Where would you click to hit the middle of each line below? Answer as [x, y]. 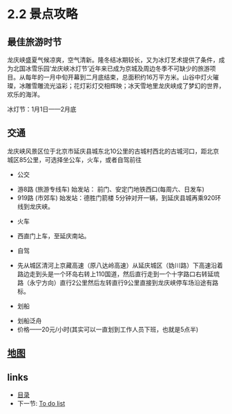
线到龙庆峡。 [35, 206]
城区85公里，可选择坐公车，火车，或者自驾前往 [74, 159]
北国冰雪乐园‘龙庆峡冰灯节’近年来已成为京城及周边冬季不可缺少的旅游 [112, 69]
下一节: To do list [41, 404]
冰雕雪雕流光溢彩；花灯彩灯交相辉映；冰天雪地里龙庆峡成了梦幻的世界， [122, 86]
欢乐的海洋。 [25, 94]
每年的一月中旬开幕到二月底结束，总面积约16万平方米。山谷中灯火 [119, 77]
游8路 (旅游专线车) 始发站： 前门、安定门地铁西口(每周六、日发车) [111, 189]
